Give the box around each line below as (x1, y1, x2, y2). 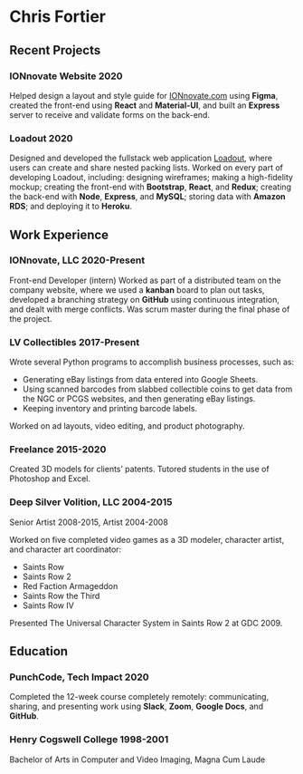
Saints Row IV (22, 600, 74, 611)
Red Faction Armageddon (22, 580, 118, 591)
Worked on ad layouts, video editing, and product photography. (9, 421, 246, 431)
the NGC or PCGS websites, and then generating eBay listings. (22, 393, 256, 404)
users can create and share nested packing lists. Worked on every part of (9, 162, 283, 173)
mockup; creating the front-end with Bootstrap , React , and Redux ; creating (9, 181, 292, 192)
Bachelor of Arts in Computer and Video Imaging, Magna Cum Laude (9, 754, 266, 765)
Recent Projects (9, 43, 101, 58)
